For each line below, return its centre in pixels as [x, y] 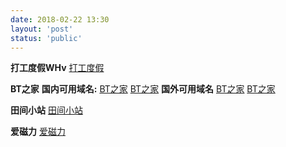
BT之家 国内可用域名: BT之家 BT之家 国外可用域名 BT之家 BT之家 [143, 89]
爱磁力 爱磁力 [38, 132]
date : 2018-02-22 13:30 [60, 19]
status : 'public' [46, 38]
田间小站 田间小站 [46, 110]
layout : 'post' [42, 29]
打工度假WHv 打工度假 [57, 68]
